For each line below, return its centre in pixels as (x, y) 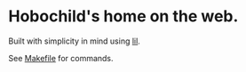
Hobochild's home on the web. (123, 16)
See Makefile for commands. (61, 58)
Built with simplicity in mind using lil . (75, 41)
